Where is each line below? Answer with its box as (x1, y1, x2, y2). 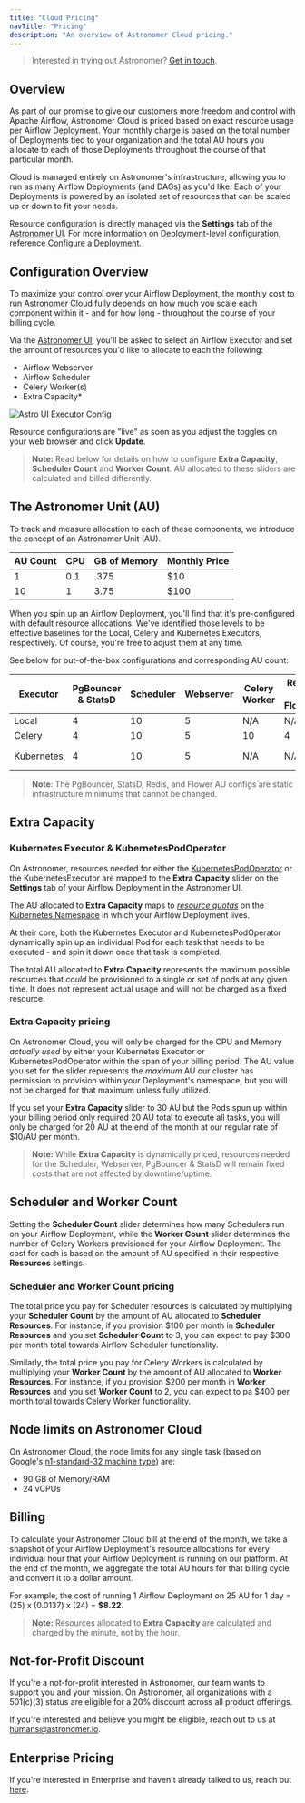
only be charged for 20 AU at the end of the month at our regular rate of (9, 1121, 279, 1133)
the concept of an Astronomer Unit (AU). (9, 533, 162, 544)
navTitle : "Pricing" (9, 22, 88, 31)
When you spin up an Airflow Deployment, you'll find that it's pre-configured (9, 608, 295, 619)
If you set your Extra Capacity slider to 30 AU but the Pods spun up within (9, 1102, 288, 1113)
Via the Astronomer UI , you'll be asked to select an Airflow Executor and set (9, 335, 293, 346)
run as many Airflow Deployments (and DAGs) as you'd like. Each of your (9, 181, 282, 192)
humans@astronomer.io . (9, 1724, 102, 1735)
